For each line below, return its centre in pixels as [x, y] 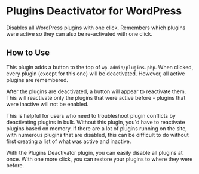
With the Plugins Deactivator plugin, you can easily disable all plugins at [95, 152]
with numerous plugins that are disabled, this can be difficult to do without [98, 135]
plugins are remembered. [37, 80]
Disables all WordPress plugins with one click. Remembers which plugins [96, 28]
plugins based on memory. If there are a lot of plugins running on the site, [97, 128]
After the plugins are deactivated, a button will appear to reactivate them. [96, 91]
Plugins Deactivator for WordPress [94, 11]
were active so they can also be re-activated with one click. [79, 33]
